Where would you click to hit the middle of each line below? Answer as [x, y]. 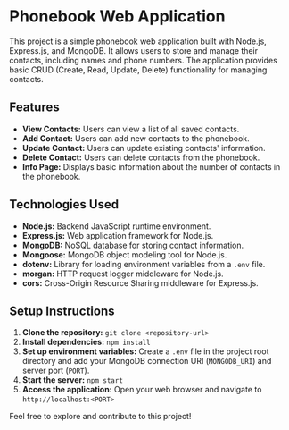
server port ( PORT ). [56, 371]
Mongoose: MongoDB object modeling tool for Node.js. [124, 254]
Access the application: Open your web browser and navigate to [142, 390]
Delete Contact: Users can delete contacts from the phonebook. [141, 157]
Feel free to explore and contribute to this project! [100, 417]
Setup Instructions [62, 311]
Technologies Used [64, 204]
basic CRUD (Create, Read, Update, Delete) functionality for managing [138, 70]
